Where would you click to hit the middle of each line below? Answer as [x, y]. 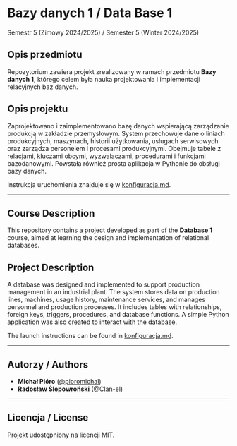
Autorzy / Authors [48, 364]
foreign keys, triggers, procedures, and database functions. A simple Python [118, 315]
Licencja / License [48, 418]
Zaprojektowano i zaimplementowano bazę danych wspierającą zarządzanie [118, 126]
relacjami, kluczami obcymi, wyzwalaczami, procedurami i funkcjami [107, 156]
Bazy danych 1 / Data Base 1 [90, 13]
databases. [24, 246]
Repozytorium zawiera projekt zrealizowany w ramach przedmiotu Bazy [112, 71]
